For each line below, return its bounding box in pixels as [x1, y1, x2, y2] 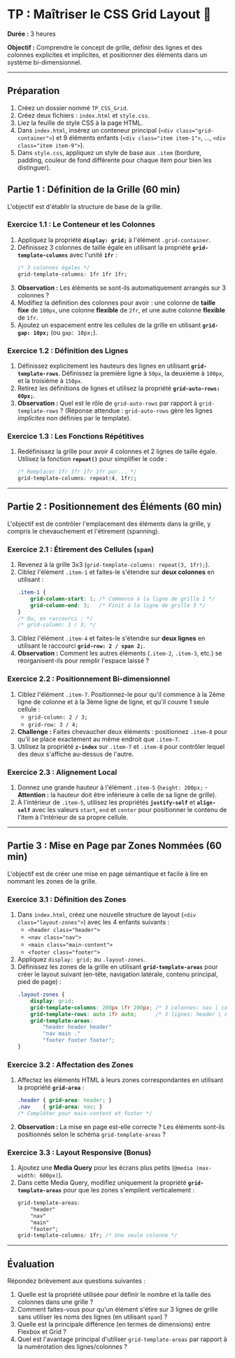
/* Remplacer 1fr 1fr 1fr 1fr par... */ [17, 468, 137, 476]
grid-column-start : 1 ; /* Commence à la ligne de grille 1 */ [30, 595, 215, 602]
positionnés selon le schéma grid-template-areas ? [17, 1130, 166, 1138]
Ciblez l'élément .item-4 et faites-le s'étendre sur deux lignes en [17, 634, 206, 643]
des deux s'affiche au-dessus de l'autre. [17, 750, 134, 758]
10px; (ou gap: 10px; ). [33, 328, 98, 336]
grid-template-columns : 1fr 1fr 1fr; [17, 270, 128, 278]
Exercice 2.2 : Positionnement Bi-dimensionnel [7, 674, 170, 684]
